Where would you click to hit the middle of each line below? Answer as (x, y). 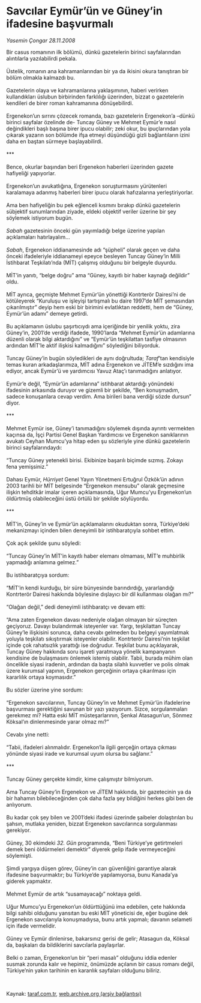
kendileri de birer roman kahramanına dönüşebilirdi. (70, 103)
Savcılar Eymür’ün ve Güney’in (85, 11)
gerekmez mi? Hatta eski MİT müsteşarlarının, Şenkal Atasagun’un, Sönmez (100, 715)
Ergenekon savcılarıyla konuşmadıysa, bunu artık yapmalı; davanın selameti (99, 919)
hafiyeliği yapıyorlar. (31, 173)
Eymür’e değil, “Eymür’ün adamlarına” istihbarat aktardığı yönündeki (90, 384)
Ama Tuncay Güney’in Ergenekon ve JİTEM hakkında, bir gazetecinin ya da (99, 792)
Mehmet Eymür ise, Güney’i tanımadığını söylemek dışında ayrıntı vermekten (100, 428)
